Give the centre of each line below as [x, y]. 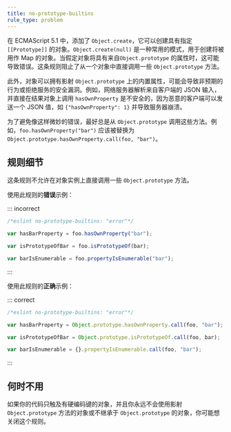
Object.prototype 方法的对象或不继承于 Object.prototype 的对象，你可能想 [113, 413]
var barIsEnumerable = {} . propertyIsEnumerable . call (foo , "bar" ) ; [104, 350]
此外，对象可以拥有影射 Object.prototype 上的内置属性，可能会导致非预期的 [115, 81]
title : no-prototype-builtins [51, 13]
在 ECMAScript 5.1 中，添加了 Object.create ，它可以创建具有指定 [100, 40]
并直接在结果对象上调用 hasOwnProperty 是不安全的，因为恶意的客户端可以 [112, 98]
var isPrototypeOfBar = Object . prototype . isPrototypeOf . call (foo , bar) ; [114, 337]
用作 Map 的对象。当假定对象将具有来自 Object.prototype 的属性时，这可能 [113, 58]
